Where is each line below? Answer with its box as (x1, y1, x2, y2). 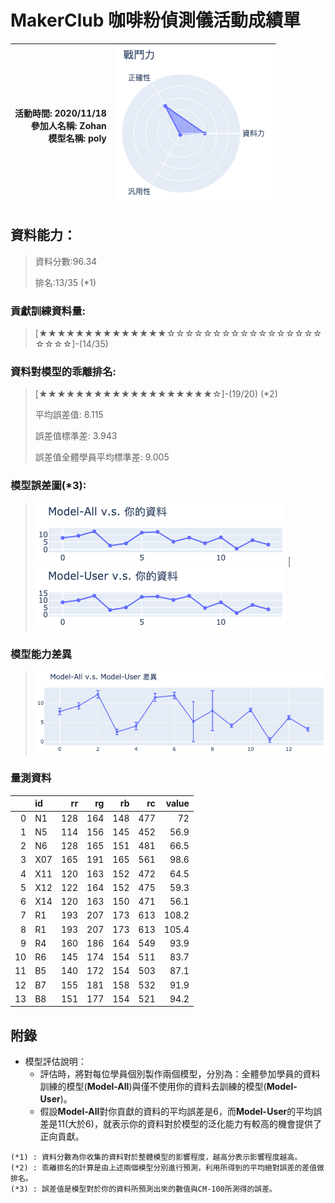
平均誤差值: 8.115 (34, 409, 104, 421)
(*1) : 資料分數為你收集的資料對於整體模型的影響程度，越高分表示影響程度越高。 (10, 1152, 303, 1163)
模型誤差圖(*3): (10, 479, 87, 493)
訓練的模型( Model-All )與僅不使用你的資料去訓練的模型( (39, 1081, 267, 1093)
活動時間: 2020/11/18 (14, 107, 107, 119)
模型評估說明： (24, 1056, 87, 1068)
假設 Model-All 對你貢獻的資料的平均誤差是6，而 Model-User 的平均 (39, 1106, 314, 1118)
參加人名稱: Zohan (30, 119, 107, 131)
